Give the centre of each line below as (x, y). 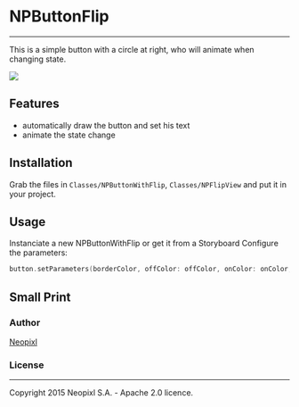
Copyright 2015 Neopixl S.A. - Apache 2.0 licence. (101, 393)
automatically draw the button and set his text (106, 125)
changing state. (38, 59)
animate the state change (69, 135)
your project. (32, 194)
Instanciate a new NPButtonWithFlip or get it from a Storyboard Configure (144, 244)
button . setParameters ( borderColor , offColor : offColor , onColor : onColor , (151, 270)
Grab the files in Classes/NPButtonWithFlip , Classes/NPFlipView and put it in (148, 184)
